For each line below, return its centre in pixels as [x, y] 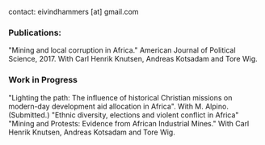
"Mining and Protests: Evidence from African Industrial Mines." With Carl [129, 123]
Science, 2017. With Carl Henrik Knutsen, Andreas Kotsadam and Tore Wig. [133, 59]
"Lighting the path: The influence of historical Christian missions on [120, 97]
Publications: [35, 32]
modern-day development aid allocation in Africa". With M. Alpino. [118, 106]
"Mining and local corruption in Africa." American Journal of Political [122, 50]
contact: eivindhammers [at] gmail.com [74, 12]
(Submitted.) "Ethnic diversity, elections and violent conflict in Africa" [124, 115]
